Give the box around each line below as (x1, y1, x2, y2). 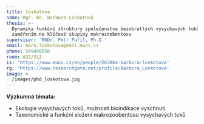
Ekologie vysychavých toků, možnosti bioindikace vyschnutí (15, 105, 166, 112)
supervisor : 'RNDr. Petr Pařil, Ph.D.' (6, 37, 107, 43)
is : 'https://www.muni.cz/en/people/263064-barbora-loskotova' (6, 59, 170, 65)
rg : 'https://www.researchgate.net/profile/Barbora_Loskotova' (6, 65, 170, 71)
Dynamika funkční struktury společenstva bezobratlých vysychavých (12, 25, 186, 32)
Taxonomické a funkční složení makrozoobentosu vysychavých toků (15, 111, 186, 119)
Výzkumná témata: (6, 93, 56, 100)
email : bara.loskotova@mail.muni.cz (6, 43, 99, 49)
